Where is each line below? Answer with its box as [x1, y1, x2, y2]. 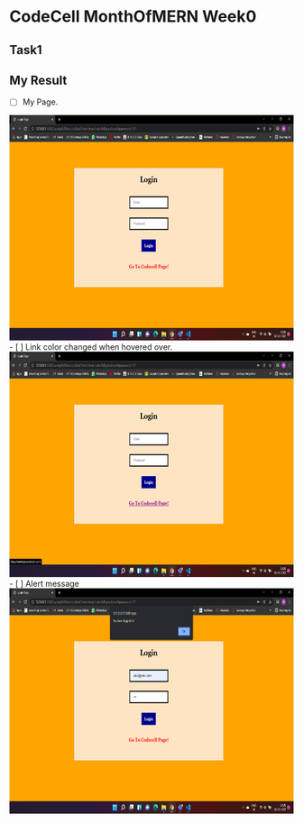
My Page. [22, 96, 59, 107]
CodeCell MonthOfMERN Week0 [9, 6, 257, 27]
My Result [9, 72, 68, 87]
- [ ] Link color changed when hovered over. [9, 342, 173, 352]
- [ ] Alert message [9, 579, 79, 590]
